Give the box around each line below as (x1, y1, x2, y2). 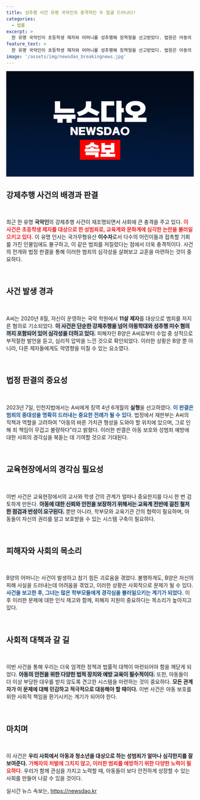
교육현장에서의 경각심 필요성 (6, 464, 104, 475)
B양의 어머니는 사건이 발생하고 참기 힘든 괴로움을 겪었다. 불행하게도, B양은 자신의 (6, 574, 194, 581)
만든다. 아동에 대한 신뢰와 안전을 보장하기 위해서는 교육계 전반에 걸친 (21, 500, 179, 507)
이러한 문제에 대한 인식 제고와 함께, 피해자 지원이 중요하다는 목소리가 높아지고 (12, 597, 192, 604)
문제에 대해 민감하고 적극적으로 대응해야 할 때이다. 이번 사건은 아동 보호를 (23, 686, 192, 693)
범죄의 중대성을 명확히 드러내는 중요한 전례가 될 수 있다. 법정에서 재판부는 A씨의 (6, 411, 189, 418)
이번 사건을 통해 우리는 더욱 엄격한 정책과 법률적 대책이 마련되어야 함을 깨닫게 (6, 663, 186, 671)
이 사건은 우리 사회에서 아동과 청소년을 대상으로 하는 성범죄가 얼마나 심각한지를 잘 (6, 752, 193, 759)
